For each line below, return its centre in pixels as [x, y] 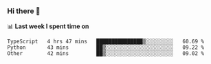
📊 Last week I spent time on [48, 26]
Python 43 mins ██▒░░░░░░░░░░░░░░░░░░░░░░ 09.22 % [106, 47]
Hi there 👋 [24, 11]
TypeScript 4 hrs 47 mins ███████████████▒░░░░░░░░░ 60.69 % [106, 42]
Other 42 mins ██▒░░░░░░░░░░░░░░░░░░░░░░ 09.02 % [106, 54]
